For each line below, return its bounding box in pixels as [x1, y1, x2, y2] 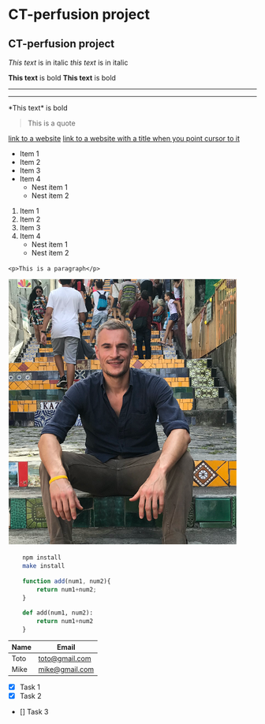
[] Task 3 [19, 707, 49, 716]
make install [22, 562, 65, 569]
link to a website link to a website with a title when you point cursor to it [8, 134, 241, 143]
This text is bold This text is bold [8, 73, 117, 82]
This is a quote [27, 118, 77, 128]
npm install [22, 554, 62, 562]
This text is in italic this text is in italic [8, 58, 129, 67]
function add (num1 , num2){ [22, 577, 111, 585]
